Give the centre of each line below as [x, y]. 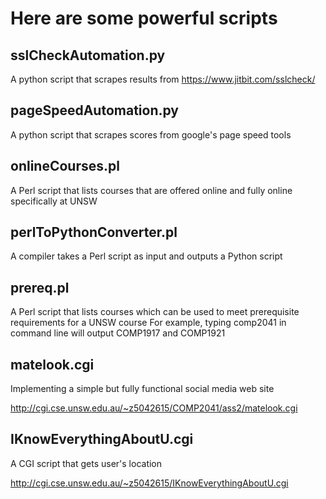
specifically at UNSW [54, 201]
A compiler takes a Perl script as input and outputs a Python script [146, 256]
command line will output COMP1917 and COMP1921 [118, 333]
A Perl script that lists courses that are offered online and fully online [151, 190]
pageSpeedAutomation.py [94, 110]
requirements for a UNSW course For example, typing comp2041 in [148, 323]
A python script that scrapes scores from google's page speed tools [151, 134]
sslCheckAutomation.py [88, 55]
